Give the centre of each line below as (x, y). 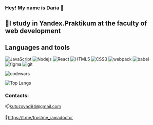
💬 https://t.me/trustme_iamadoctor (39, 118)
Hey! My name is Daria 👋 (35, 8)
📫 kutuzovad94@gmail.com (33, 107)
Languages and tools (38, 47)
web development (33, 31)
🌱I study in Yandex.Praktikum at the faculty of (76, 23)
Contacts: (17, 95)
